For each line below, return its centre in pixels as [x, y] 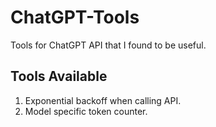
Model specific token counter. [86, 111]
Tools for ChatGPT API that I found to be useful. [108, 45]
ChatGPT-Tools [75, 17]
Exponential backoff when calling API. [103, 100]
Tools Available [59, 76]
